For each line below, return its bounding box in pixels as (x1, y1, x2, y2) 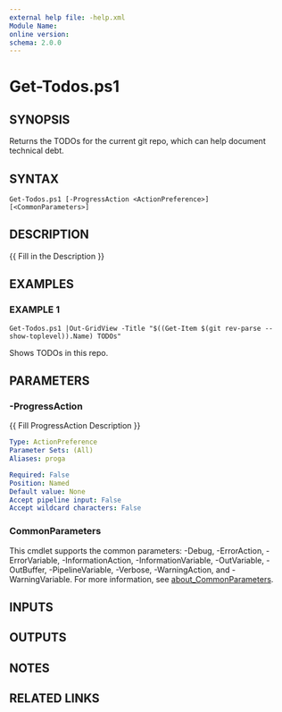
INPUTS (9, 599, 54, 615)
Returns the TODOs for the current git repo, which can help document (9, 136, 266, 147)
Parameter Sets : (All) (9, 446, 94, 455)
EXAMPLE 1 (9, 303, 61, 316)
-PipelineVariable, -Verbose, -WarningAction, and (48, 564, 230, 575)
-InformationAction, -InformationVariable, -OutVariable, (62, 555, 265, 565)
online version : (9, 30, 70, 38)
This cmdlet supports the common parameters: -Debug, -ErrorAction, (9, 545, 265, 555)
